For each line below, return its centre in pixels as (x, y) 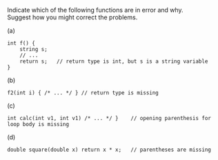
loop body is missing (38, 124)
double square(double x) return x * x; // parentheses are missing (109, 150)
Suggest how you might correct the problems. (72, 17)
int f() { (21, 43)
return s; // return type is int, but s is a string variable (114, 61)
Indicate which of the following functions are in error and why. (96, 10)
